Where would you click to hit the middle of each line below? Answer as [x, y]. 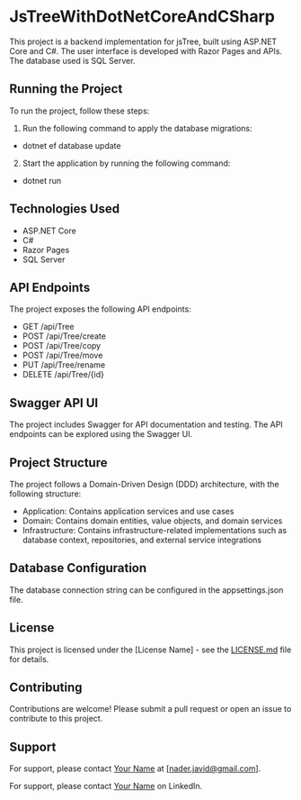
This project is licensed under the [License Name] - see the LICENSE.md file [150, 650]
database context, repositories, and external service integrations [142, 540]
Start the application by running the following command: [126, 163]
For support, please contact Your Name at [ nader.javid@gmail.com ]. [135, 768]
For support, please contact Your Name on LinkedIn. [106, 786]
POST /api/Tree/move [62, 355]
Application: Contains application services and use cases [128, 511]
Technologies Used [64, 209]
